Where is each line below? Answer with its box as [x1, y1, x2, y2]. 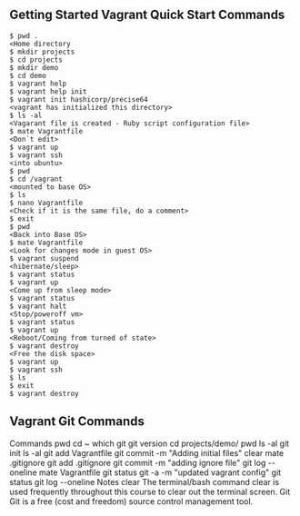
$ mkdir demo [9, 63, 59, 72]
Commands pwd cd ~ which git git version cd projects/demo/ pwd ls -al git [9, 438, 289, 449]
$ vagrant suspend [9, 253, 79, 263]
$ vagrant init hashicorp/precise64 [9, 94, 148, 104]
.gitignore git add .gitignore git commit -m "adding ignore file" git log [9, 457, 266, 468]
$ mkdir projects [9, 47, 75, 56]
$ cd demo [9, 71, 47, 80]
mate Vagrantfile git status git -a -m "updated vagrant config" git [38, 467, 282, 478]
